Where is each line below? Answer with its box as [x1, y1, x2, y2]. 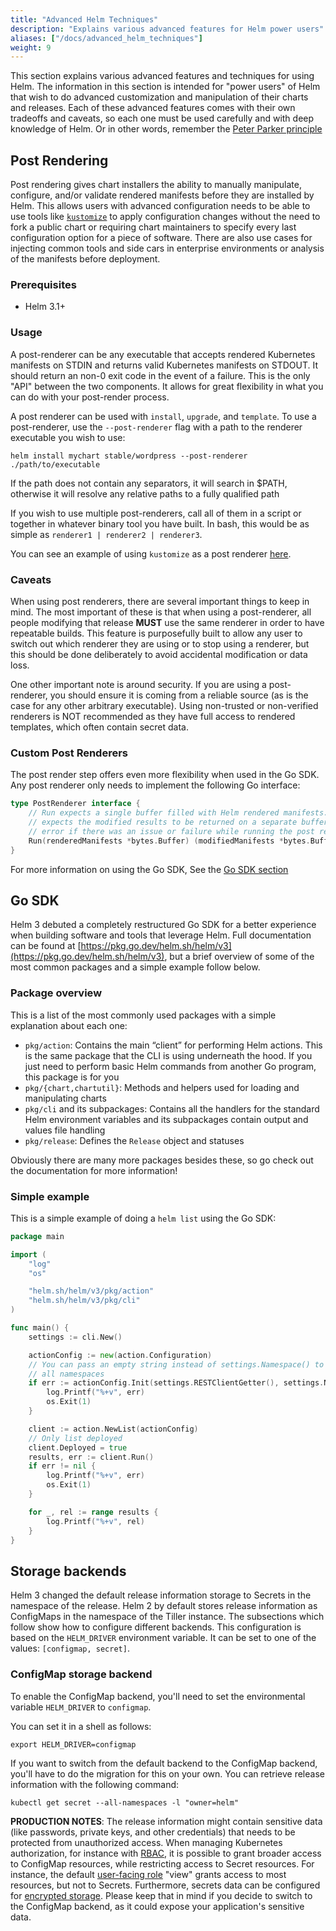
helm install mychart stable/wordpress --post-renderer [10, 451, 248, 461]
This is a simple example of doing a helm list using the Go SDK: [10, 1212, 277, 1224]
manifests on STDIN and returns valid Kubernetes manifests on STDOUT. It [10, 359, 319, 371]
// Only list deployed [28, 1433, 123, 1443]
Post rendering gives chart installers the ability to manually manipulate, [10, 179, 302, 191]
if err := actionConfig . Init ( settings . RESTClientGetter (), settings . [28, 1378, 325, 1388]
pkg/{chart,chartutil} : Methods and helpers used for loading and [24, 1081, 300, 1093]
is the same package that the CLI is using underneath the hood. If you [24, 1049, 313, 1061]
